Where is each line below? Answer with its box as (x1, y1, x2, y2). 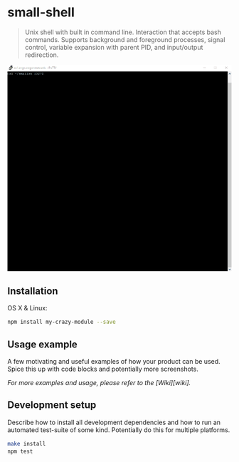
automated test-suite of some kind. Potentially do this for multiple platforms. (7, 425, 230, 434)
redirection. (24, 51, 59, 59)
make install (7, 440, 46, 447)
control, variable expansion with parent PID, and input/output (24, 43, 203, 51)
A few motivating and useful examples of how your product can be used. (7, 357, 221, 366)
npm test (7, 448, 33, 455)
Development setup (7, 399, 97, 411)
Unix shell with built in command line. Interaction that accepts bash (24, 28, 222, 36)
